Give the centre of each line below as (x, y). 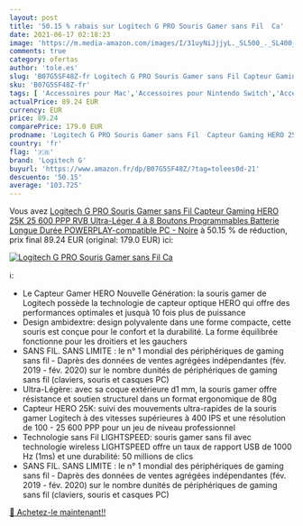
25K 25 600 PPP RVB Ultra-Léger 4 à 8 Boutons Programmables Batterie (144, 221)
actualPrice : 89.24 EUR (54, 102)
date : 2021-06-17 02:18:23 (60, 34)
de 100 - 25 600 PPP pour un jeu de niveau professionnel (129, 428)
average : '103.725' (46, 186)
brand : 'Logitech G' (48, 160)
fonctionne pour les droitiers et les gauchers (105, 341)
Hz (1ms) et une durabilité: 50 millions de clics (108, 457)
